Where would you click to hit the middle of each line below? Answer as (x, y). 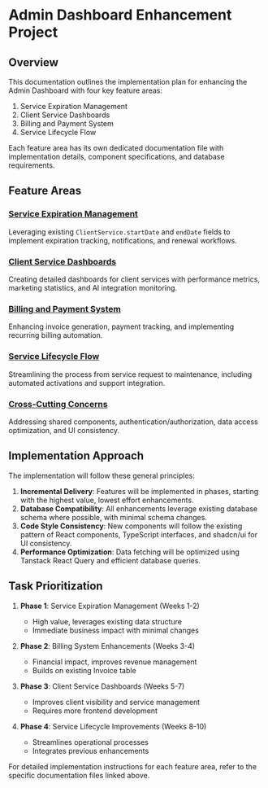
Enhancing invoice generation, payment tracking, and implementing (121, 326)
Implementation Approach (76, 456)
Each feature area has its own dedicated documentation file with (116, 148)
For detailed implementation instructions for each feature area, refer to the (133, 766)
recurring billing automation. (56, 335)
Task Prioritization (56, 587)
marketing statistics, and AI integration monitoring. (93, 287)
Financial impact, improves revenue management (115, 662)
